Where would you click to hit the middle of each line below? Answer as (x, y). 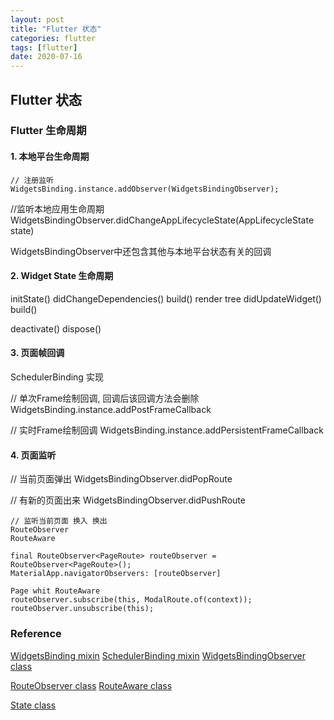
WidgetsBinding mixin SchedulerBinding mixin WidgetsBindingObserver (158, 655)
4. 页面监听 (33, 455)
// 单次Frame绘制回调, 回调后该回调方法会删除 (105, 398)
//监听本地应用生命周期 (57, 208)
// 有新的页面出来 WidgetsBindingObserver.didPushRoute (128, 500)
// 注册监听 (32, 180)
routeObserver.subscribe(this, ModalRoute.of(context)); (131, 600)
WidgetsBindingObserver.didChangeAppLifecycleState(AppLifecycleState (162, 220)
